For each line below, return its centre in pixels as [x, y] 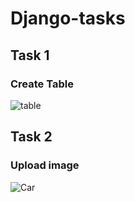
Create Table [42, 84]
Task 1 [30, 55]
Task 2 [31, 137]
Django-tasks [68, 18]
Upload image [45, 165]
